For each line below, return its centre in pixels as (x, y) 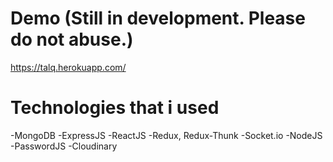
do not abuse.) (72, 39)
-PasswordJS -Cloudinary (64, 146)
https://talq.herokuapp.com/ (68, 67)
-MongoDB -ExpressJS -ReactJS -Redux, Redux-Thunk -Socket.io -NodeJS (166, 135)
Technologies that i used (115, 108)
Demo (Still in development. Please (158, 18)
